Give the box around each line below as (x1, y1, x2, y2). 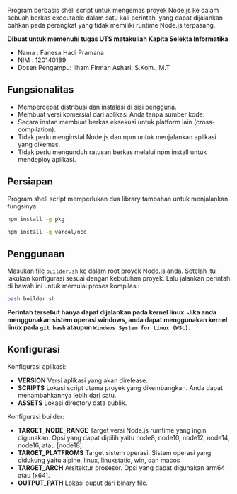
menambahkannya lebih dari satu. (17, 391, 117, 399)
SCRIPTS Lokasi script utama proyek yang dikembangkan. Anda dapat (17, 383, 224, 392)
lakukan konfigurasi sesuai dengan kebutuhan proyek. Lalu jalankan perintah (7, 274, 231, 283)
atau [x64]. (17, 471, 50, 479)
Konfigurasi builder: (7, 412, 65, 421)
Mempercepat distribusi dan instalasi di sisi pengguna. (17, 102, 177, 111)
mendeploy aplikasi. (17, 155, 76, 163)
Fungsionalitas (7, 84, 74, 96)
